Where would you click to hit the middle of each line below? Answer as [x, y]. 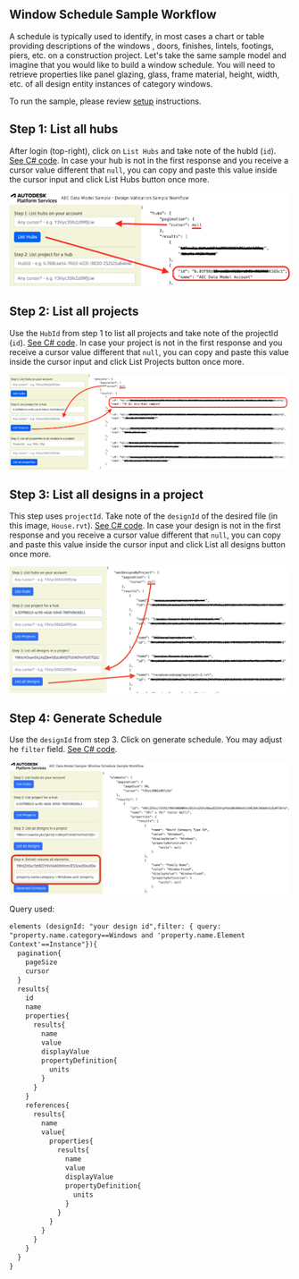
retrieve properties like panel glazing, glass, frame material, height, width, [144, 74]
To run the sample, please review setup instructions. [105, 101]
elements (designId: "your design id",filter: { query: [115, 926]
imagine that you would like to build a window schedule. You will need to [142, 64]
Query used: [32, 909]
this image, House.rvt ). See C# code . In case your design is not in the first [145, 526]
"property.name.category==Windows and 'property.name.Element [127, 935]
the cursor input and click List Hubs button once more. [109, 179]
